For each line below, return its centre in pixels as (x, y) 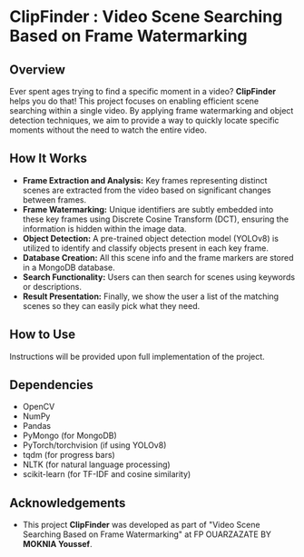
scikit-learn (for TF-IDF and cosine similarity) (107, 474)
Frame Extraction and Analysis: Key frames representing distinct (145, 180)
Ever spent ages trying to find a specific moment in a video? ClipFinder (143, 91)
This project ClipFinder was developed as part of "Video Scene (141, 525)
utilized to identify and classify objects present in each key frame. (146, 248)
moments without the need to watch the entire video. (108, 130)
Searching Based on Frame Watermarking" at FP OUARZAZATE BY (147, 534)
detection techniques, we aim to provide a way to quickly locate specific (144, 120)
